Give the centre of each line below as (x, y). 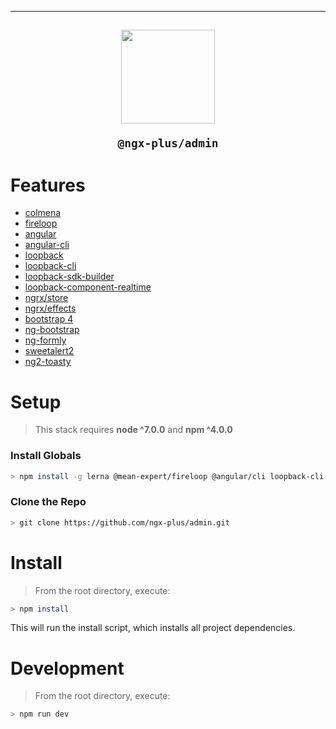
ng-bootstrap (52, 330)
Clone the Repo (48, 502)
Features (48, 185)
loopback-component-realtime (88, 287)
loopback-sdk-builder (69, 277)
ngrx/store (46, 298)
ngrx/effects (50, 308)
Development (67, 668)
